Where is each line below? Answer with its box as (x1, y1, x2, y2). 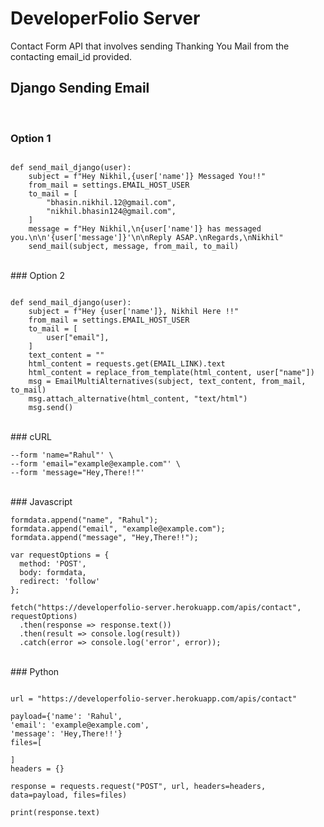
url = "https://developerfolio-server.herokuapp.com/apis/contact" (10, 694, 298, 704)
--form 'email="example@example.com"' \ (10, 459, 182, 469)
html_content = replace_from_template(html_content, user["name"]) (28, 368, 315, 378)
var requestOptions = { (10, 550, 110, 561)
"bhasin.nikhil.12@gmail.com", (46, 198, 177, 208)
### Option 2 (10, 270, 65, 282)
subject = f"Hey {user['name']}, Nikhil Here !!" (28, 307, 240, 317)
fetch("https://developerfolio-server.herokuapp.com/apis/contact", (10, 603, 302, 613)
